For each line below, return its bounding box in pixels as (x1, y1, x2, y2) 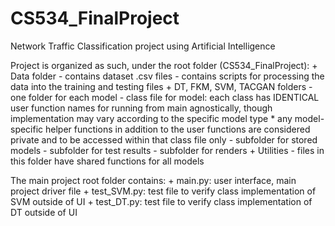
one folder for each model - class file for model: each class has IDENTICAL (10, 91, 320, 103)
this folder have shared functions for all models (10, 155, 205, 167)
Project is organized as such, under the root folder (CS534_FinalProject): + (10, 59, 318, 71)
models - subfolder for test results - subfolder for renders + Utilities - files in (10, 144, 325, 156)
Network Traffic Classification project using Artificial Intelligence (10, 40, 276, 52)
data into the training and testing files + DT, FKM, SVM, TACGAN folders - (10, 80, 313, 92)
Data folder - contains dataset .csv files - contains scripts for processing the (10, 70, 325, 82)
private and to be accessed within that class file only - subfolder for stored (10, 133, 318, 146)
